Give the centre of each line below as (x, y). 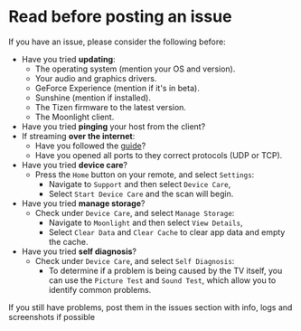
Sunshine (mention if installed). (93, 98)
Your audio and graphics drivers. (96, 78)
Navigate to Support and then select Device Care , (140, 184)
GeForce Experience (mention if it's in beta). (117, 88)
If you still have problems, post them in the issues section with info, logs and (150, 307)
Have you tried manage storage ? (83, 203)
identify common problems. (100, 289)
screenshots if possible (52, 317)
